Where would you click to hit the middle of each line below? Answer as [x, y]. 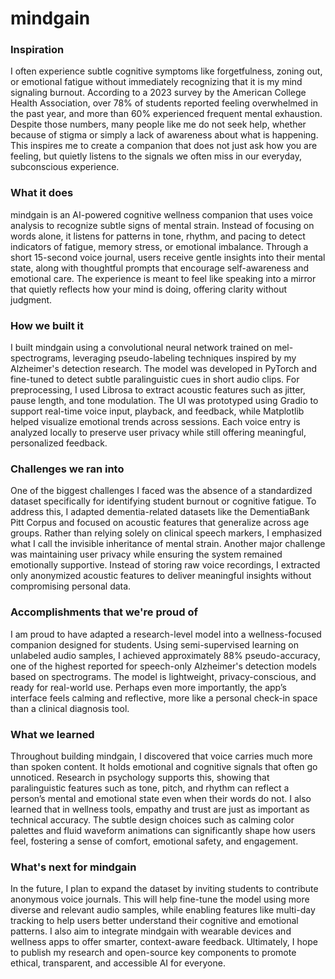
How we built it [47, 325]
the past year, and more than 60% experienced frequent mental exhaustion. [166, 114]
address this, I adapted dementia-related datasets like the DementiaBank [160, 512]
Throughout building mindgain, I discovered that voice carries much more [161, 756]
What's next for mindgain [73, 867]
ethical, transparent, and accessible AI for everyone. [118, 963]
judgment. [31, 299]
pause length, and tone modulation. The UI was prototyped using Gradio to [164, 401]
